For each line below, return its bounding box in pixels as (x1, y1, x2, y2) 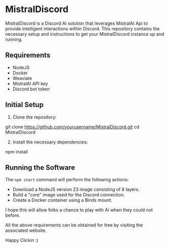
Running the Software (5, 163, 76, 172)
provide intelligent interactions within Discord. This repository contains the (5, 25, 160, 31)
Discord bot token (12, 86, 50, 92)
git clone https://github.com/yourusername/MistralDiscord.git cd (5, 124, 140, 130)
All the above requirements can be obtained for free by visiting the (5, 222, 143, 228)
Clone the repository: (12, 114, 57, 120)
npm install (5, 148, 28, 155)
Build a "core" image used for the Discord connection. (12, 192, 125, 198)
